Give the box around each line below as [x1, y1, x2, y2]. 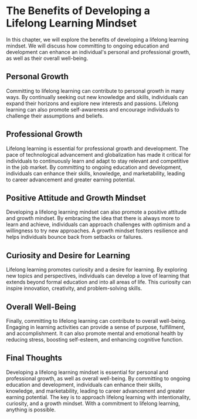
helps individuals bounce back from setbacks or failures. [6, 234, 143, 241]
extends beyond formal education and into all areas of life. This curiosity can [6, 279, 191, 286]
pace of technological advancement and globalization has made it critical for [6, 151, 191, 158]
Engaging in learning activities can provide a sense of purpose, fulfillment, [6, 324, 186, 330]
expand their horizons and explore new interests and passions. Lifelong [6, 100, 179, 107]
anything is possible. [6, 406, 56, 413]
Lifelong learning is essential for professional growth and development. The [6, 145, 189, 152]
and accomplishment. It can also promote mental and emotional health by [6, 330, 184, 337]
